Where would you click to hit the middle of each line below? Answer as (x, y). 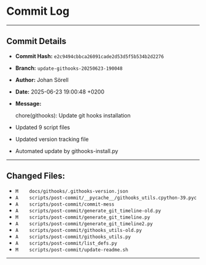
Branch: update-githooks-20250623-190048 (69, 68)
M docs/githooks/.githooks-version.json (72, 191)
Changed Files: (36, 176)
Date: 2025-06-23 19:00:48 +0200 (60, 91)
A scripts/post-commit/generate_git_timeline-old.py (88, 211)
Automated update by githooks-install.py (67, 151)
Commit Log (38, 11)
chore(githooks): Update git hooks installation (73, 115)
